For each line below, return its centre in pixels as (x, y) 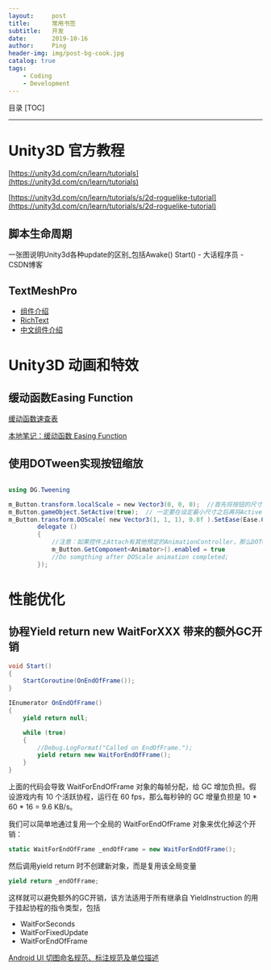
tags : (17, 69)
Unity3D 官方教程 (67, 151)
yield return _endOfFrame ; (54, 881)
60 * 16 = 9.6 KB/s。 (43, 807)
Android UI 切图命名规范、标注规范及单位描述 (83, 957)
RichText (34, 321)
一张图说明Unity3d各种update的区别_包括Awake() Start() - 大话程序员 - (126, 254)
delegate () (58, 527)
